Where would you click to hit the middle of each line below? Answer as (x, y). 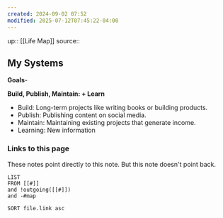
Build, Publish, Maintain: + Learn (56, 94)
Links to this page (38, 148)
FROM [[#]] (23, 183)
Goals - (18, 80)
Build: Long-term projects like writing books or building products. (113, 108)
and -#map (22, 196)
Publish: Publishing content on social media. (82, 115)
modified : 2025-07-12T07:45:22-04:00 (63, 21)
